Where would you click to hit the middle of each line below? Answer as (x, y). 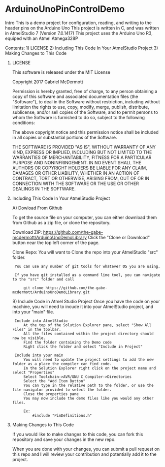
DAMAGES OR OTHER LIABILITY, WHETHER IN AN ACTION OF (76, 173)
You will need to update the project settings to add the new (88, 359)
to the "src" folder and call (43, 279)
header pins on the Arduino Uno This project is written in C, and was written (82, 28)
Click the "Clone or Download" (119, 237)
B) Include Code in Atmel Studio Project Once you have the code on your (86, 301)
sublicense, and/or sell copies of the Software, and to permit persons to (85, 112)
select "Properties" (33, 373)
